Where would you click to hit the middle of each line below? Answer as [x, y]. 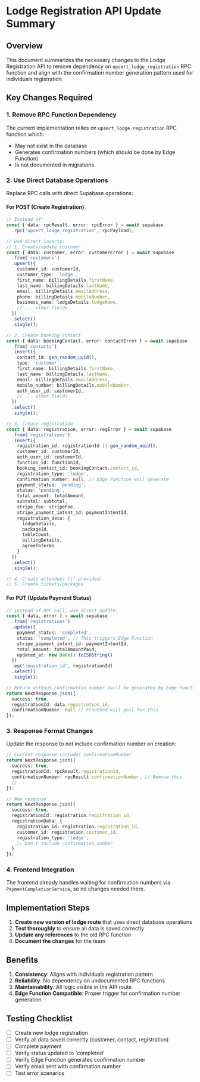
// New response [26, 799]
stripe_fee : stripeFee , [46, 507]
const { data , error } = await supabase [57, 616]
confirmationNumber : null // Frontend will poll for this [85, 710]
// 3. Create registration [40, 424]
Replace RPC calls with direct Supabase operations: [70, 193]
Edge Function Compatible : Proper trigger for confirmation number [98, 993]
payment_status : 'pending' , [51, 485]
